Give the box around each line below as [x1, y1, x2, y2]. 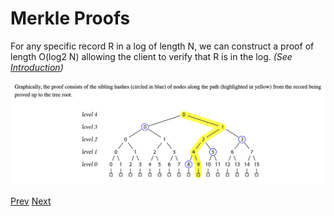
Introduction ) [10, 61, 64, 73]
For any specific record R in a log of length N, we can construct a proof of [10, 40, 315, 52]
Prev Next [10, 195, 52, 207]
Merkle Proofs [10, 7, 131, 30]
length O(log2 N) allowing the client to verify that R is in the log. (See [10, 50, 293, 62]
